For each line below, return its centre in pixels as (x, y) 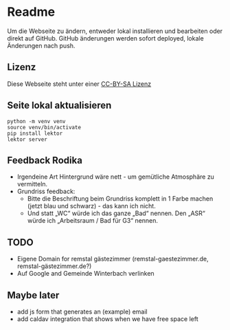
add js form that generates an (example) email (82, 311)
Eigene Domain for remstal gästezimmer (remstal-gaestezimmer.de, (113, 259)
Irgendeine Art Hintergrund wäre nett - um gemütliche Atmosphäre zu (116, 177)
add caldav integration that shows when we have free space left (107, 319)
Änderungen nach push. (41, 45)
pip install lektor (35, 133)
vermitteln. (32, 184)
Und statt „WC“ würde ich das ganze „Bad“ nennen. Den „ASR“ (116, 213)
